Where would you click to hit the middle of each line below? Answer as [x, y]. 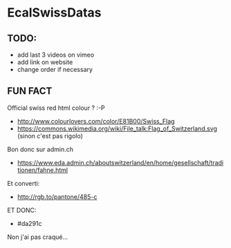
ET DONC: [22, 210]
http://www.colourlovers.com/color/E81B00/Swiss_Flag [96, 121]
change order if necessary [55, 69]
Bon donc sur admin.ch [40, 149]
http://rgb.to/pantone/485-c [57, 197]
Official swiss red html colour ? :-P [56, 108]
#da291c [30, 223]
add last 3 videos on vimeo [56, 55]
